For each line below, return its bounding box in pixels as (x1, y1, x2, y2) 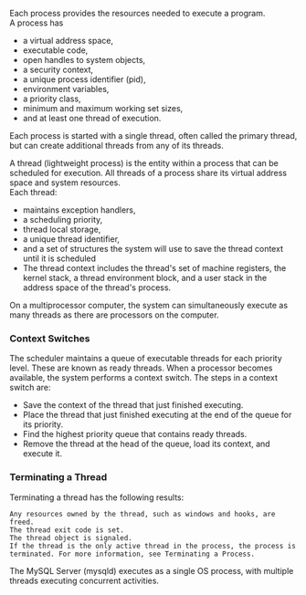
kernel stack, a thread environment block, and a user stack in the (22, 273, 268, 283)
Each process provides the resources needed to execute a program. (9, 8, 266, 18)
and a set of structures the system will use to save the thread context (22, 244, 283, 254)
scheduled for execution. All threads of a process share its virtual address (9, 168, 288, 178)
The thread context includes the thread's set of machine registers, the (22, 263, 287, 273)
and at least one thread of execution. (22, 113, 162, 123)
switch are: (9, 382, 51, 393)
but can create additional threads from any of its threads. (9, 141, 224, 151)
